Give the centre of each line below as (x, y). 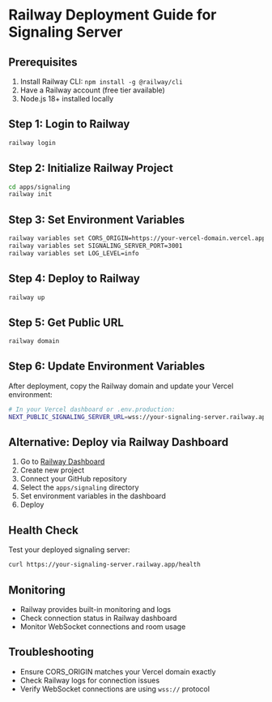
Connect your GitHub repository (73, 479)
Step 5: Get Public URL (66, 322)
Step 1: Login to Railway (69, 124)
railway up (27, 297)
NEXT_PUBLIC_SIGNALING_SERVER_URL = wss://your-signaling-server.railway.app (139, 417)
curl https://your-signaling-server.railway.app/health (104, 565)
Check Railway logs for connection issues (90, 680)
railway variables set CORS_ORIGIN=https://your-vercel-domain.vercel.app (137, 238)
